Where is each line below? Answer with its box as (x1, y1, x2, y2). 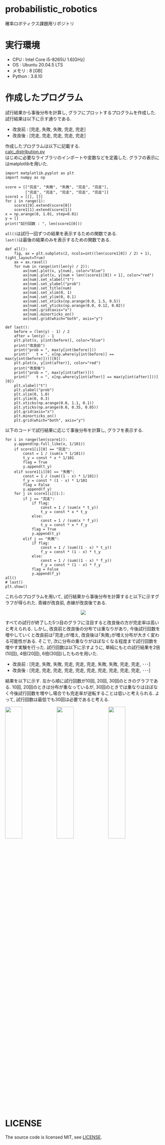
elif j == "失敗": (23, 536, 59, 541)
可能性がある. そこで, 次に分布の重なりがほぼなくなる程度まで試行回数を (9, 638, 158, 644)
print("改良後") (14, 366, 46, 371)
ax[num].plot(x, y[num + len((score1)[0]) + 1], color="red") (23, 272, 154, 277)
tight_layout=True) (5, 255, 46, 260)
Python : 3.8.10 (12, 73, 43, 79)
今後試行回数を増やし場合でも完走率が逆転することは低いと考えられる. (9, 690, 155, 696)
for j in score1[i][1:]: (14, 491, 65, 496)
